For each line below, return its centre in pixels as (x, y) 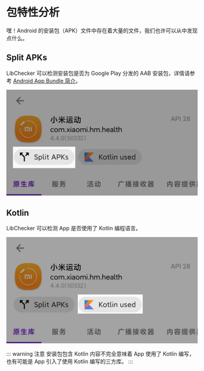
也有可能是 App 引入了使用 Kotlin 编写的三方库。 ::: (70, 361)
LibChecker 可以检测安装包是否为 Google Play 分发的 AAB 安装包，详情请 (98, 73)
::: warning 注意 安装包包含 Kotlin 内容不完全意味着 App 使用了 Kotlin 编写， (100, 353)
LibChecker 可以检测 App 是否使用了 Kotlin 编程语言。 (74, 228)
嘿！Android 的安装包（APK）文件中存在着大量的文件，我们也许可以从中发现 (102, 30)
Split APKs (27, 58)
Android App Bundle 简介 (44, 80)
